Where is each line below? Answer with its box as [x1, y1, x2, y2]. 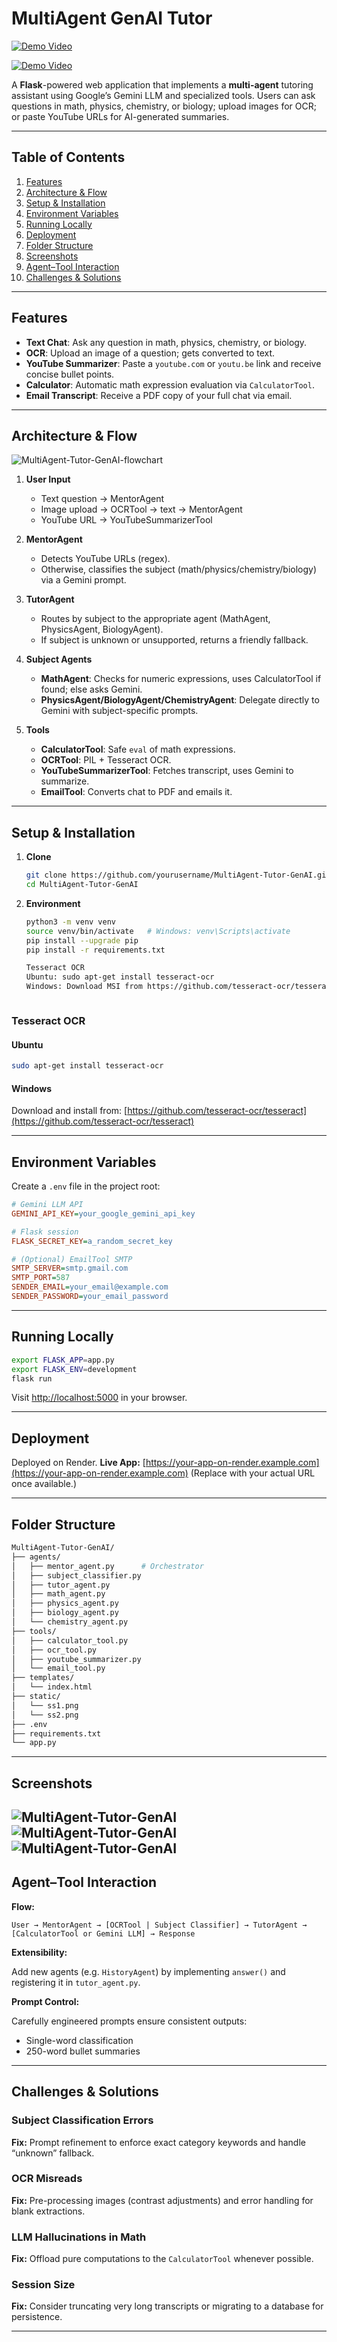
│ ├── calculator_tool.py [11, 1635, 129, 1646]
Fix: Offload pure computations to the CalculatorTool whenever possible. [11, 2253, 314, 2265]
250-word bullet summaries [25, 2045, 141, 2057]
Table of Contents [11, 149, 126, 166]
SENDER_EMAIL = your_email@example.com [11, 1282, 169, 1292]
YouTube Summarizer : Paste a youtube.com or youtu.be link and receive [25, 357, 322, 369]
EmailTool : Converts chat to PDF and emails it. [40, 786, 233, 798]
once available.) [11, 1478, 77, 1490]
